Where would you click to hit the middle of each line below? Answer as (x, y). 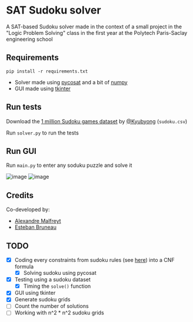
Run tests (24, 107)
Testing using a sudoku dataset (53, 280)
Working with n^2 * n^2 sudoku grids (59, 313)
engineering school (29, 39)
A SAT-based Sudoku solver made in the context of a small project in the (94, 27)
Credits (20, 195)
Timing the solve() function (57, 286)
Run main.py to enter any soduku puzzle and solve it (69, 165)
